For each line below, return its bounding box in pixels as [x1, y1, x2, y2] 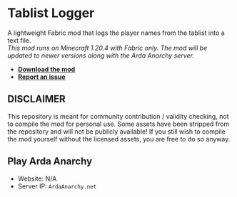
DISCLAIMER [7, 93, 66, 105]
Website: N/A [17, 174, 57, 183]
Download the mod [17, 65, 76, 73]
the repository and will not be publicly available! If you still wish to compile [7, 127, 226, 136]
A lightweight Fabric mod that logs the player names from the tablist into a [7, 28, 225, 37]
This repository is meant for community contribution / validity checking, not [7, 112, 230, 120]
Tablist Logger [7, 5, 95, 21]
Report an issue [17, 73, 66, 81]
